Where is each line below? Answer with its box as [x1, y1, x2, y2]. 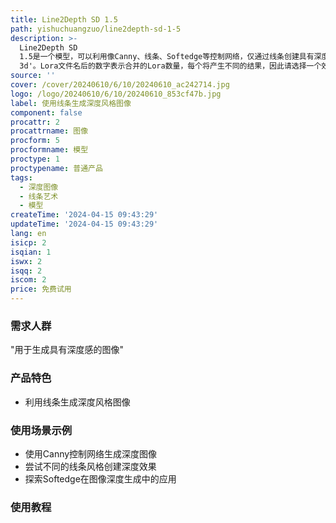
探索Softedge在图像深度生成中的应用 [24, 472, 177, 485]
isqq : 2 [10, 266, 43, 276]
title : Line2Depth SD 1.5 [10, 14, 118, 25]
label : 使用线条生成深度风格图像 [10, 98, 132, 108]
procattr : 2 [10, 117, 60, 127]
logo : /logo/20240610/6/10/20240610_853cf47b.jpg [10, 89, 222, 99]
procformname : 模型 [10, 145, 89, 155]
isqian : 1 [10, 247, 52, 257]
